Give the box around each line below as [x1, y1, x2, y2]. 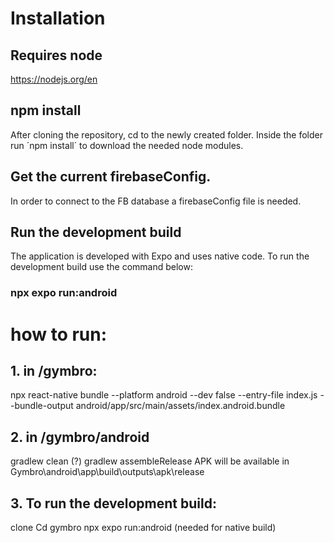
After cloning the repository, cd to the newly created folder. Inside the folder [10, 128, 323, 141]
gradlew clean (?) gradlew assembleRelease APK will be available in [10, 455, 290, 467]
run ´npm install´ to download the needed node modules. [10, 139, 244, 151]
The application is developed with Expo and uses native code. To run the [10, 250, 310, 262]
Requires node [10, 47, 103, 64]
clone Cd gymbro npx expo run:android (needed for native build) [10, 521, 277, 533]
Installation [10, 7, 106, 30]
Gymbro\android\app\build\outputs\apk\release [10, 466, 205, 478]
